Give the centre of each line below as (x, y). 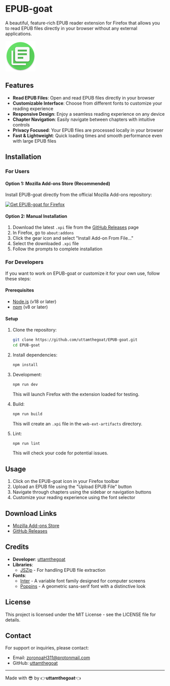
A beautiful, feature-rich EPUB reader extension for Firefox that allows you (83, 23)
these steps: (18, 279)
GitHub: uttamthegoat (35, 663)
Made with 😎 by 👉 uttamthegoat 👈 (43, 678)
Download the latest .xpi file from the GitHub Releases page (76, 227)
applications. (18, 34)
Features (19, 86)
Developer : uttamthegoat (39, 559)
